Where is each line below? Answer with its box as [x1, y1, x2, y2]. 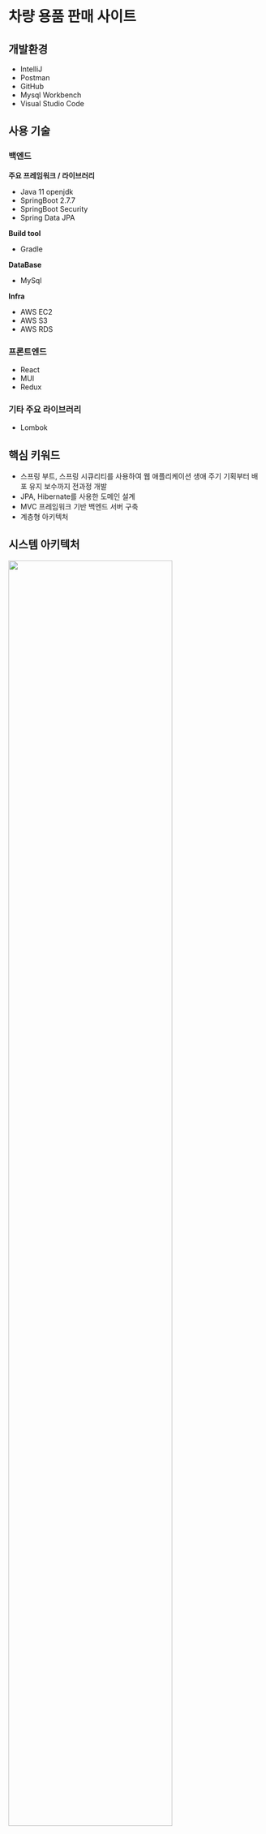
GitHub [19, 82, 45, 91]
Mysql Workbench [19, 90, 82, 100]
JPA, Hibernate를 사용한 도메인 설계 [19, 492, 135, 501]
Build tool [8, 228, 41, 238]
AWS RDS [19, 324, 54, 333]
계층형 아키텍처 [19, 512, 69, 522]
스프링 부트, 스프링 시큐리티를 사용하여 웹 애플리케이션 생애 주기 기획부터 [19, 471, 250, 481]
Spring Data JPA [19, 213, 75, 222]
